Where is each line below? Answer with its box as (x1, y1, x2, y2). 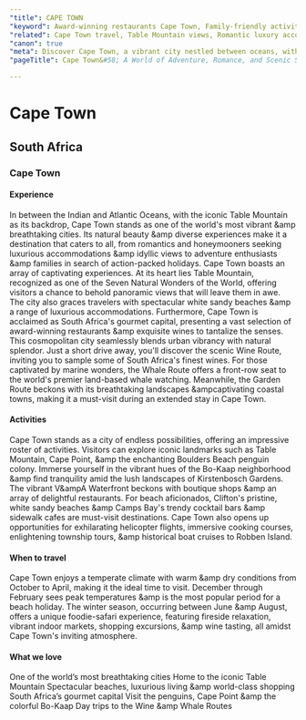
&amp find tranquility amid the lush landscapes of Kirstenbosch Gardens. (9, 473, 284, 484)
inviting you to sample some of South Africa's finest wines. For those (9, 355, 268, 365)
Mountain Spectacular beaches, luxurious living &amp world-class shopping (9, 681, 295, 693)
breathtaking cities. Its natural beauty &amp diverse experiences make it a (9, 229, 288, 240)
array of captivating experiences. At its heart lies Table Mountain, (9, 267, 255, 278)
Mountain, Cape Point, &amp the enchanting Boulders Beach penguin (9, 453, 270, 465)
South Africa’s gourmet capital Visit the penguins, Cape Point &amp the (9, 691, 277, 702)
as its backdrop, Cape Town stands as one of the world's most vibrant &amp (9, 219, 296, 230)
